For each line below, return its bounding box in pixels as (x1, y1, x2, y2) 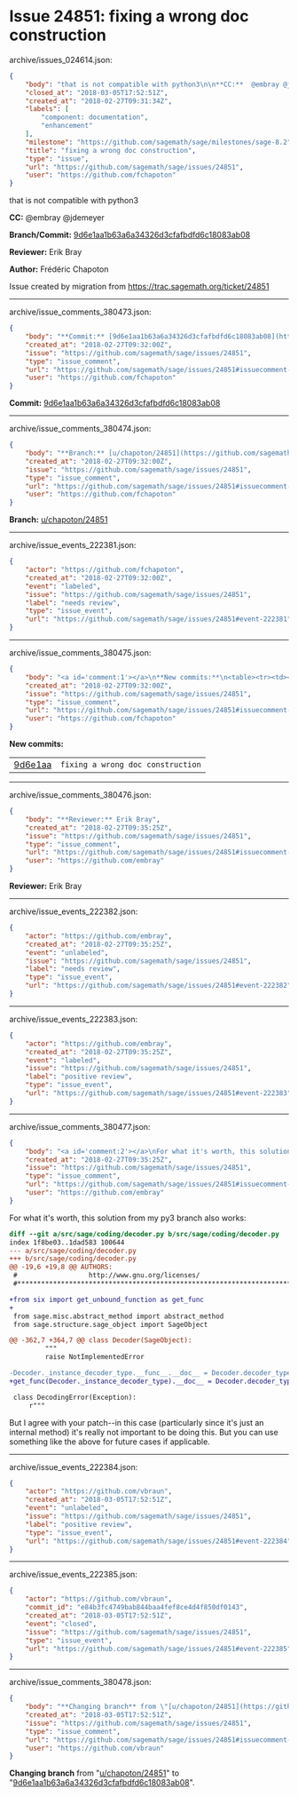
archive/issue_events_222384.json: (9, 1461, 138, 1472)
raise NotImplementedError (44, 1353, 145, 1362)
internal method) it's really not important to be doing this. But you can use (9, 1426, 278, 1437)
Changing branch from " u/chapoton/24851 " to (9, 1768, 180, 1778)
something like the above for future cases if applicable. (9, 1436, 210, 1447)
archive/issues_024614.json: (9, 54, 113, 65)
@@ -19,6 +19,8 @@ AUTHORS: (9, 1263, 114, 1272)
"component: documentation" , (41, 113, 149, 122)
